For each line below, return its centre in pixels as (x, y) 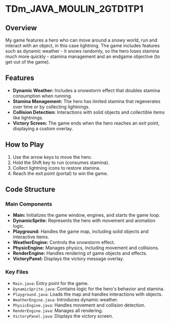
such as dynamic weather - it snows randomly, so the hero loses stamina (82, 51)
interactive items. (31, 237)
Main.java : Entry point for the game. (51, 283)
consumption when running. (42, 96)
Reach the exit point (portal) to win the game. (60, 173)
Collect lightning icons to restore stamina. (57, 168)
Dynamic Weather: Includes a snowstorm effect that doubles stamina (86, 90)
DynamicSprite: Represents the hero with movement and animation (84, 220)
